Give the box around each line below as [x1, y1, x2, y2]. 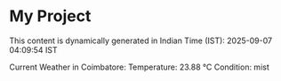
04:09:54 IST [9, 44, 58, 55]
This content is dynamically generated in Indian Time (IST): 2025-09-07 [9, 35, 273, 46]
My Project [9, 6, 92, 26]
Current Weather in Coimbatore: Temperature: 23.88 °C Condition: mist [9, 62, 269, 72]
